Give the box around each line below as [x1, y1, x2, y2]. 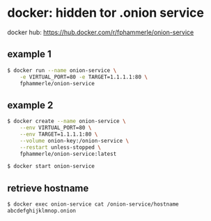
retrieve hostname [7, 182, 89, 194]
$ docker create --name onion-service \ [7, 117, 127, 125]
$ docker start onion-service [7, 163, 95, 170]
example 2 [7, 99, 54, 111]
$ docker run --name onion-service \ [7, 66, 117, 74]
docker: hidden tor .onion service [7, 5, 204, 21]
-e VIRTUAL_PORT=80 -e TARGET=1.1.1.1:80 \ [19, 73, 148, 80]
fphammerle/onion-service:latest [19, 150, 117, 157]
